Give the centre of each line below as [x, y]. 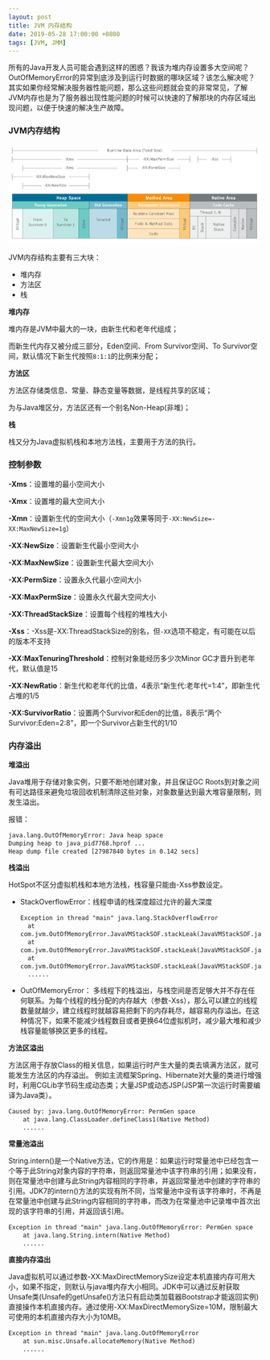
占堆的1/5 [24, 695]
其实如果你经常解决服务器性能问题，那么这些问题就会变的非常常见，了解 [128, 88]
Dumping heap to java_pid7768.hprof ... [77, 844]
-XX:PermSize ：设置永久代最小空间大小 [75, 580]
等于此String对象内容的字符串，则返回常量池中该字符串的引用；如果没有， [138, 1171]
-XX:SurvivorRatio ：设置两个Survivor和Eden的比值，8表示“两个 [115, 713]
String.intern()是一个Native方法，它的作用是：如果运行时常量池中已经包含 [130, 1161]
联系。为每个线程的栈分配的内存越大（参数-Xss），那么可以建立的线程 [142, 1000]
